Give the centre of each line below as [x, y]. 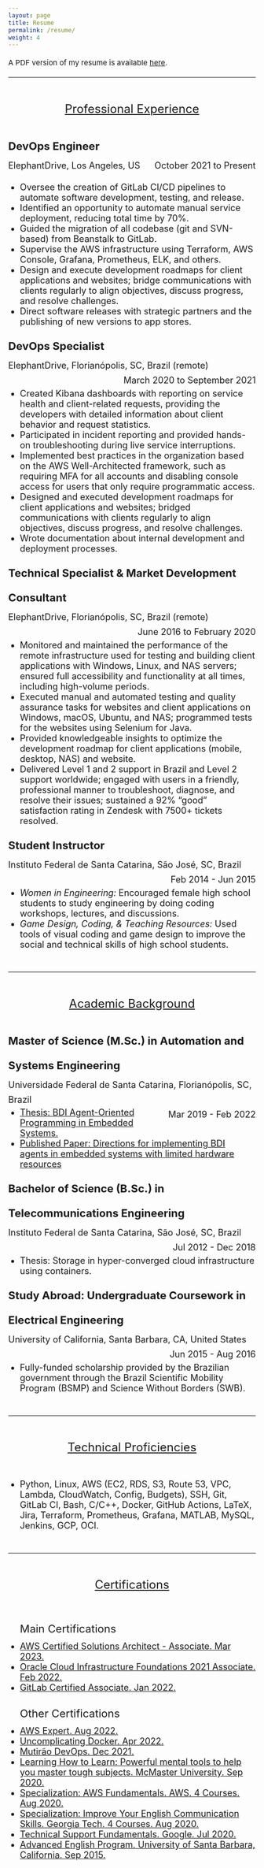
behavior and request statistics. [85, 425]
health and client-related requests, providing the [120, 404]
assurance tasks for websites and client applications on [135, 707]
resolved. [39, 821]
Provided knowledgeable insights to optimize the [121, 739]
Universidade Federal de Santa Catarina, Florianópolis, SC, [130, 1085]
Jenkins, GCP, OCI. [59, 1526]
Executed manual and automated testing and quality [128, 697]
